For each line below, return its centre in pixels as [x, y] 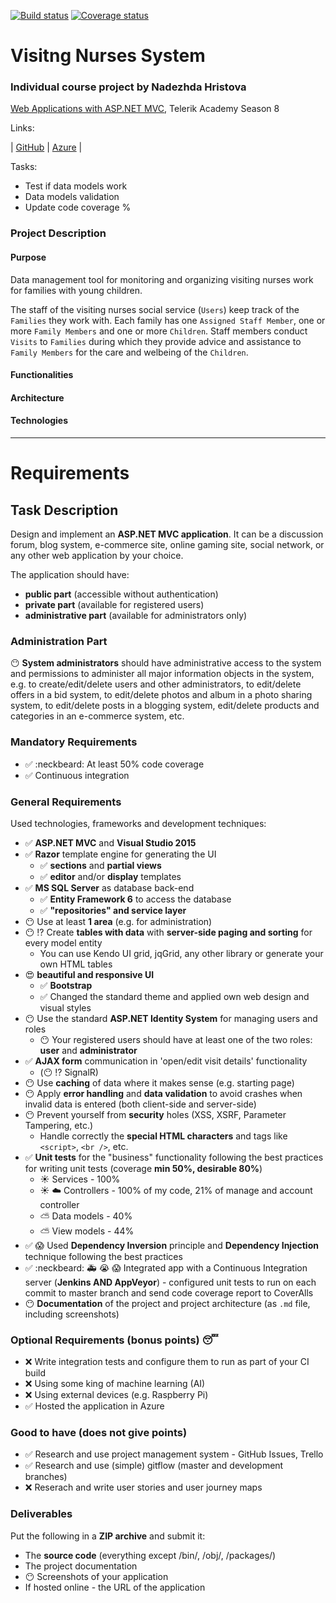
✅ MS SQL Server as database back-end [109, 887]
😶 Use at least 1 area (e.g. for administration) [118, 921]
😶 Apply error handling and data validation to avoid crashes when [163, 1093]
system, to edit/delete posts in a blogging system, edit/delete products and [165, 706]
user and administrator [88, 1050]
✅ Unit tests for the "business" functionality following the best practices [174, 1157]
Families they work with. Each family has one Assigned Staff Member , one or [168, 320]
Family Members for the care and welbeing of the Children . [129, 352]
